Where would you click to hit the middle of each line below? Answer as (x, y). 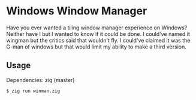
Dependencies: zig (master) (40, 80)
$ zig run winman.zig (33, 91)
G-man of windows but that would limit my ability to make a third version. (97, 47)
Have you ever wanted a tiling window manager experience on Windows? (97, 28)
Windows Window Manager (77, 11)
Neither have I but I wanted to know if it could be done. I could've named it (98, 34)
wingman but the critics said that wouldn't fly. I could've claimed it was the (98, 40)
